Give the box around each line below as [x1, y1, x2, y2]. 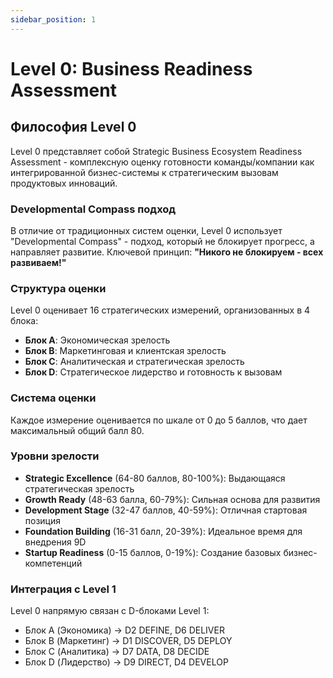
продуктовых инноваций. [10, 177, 118, 189]
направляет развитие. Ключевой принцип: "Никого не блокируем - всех [10, 246, 324, 258]
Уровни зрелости [10, 449, 100, 463]
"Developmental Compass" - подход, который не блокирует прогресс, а [10, 235, 315, 247]
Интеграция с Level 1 [10, 582, 117, 596]
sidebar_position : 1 [10, 14, 97, 25]
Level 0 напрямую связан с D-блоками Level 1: [10, 605, 210, 617]
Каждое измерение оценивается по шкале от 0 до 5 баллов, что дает [10, 414, 308, 426]
